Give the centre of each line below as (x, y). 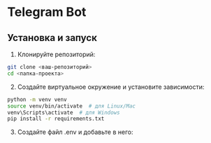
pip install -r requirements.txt (56, 119)
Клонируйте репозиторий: (56, 54)
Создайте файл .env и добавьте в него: (75, 132)
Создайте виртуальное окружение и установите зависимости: (111, 87)
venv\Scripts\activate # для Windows (64, 112)
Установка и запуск (52, 38)
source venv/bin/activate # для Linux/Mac (72, 106)
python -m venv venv (37, 99)
